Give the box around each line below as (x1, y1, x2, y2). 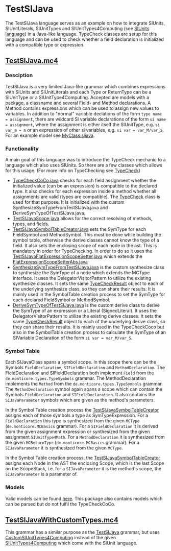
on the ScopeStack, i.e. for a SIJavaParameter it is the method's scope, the (5, 466, 162, 472)
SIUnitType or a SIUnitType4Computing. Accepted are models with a (5, 94, 150, 100)
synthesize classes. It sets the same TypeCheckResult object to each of (12, 280, 164, 286)
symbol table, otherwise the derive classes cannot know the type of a (12, 237, 159, 243)
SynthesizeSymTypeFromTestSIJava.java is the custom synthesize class (12, 264, 165, 270)
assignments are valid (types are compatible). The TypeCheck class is (12, 194, 161, 200)
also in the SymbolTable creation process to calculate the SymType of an (12, 329, 166, 335)
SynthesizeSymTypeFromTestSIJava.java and (12, 204, 108, 210)
